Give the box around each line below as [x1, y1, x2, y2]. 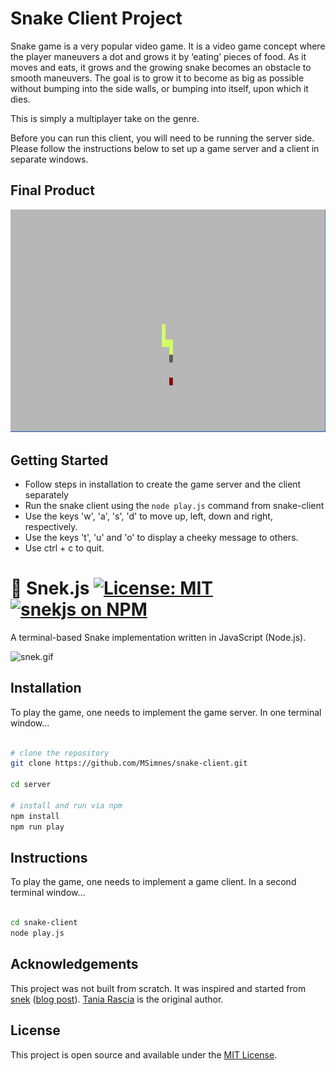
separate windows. [10, 153, 89, 165]
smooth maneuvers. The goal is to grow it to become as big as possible [10, 72, 305, 84]
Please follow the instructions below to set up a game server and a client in [10, 142, 320, 154]
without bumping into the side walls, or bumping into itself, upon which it [10, 82, 309, 94]
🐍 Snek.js [10, 577, 90, 600]
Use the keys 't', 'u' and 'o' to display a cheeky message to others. [24, 531, 299, 543]
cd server [10, 780, 52, 790]
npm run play [10, 822, 65, 832]
